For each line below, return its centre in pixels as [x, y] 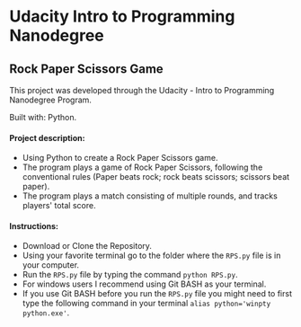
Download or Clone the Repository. [87, 246]
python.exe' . [46, 313]
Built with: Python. [43, 117]
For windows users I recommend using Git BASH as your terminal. [144, 284]
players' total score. [59, 206]
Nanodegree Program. [51, 100]
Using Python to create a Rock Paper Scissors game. [120, 158]
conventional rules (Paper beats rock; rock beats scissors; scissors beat [156, 177]
